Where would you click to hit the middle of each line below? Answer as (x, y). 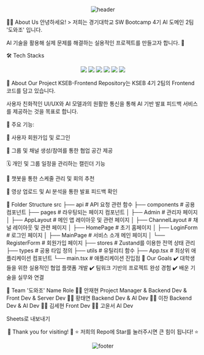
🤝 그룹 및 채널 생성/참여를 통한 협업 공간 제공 (60, 151)
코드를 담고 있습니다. (31, 91)
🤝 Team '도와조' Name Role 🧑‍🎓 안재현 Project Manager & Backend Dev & (96, 290)
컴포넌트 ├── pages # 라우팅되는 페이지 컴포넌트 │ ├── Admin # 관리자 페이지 (102, 212)
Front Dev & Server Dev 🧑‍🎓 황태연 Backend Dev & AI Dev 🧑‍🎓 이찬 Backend (99, 298)
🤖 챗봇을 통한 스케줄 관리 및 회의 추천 (51, 178)
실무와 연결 (31, 277)
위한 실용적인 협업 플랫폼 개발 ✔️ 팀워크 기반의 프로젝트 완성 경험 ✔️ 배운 (103, 268)
